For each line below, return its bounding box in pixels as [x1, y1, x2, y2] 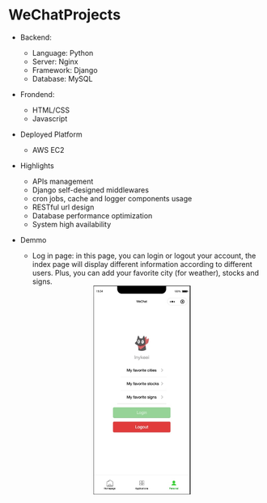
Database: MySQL [32, 74, 93, 83]
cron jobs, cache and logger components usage [32, 193, 193, 203]
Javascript [32, 113, 68, 123]
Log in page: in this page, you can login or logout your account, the [32, 251, 256, 260]
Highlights [19, 160, 54, 171]
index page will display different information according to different [32, 259, 252, 268]
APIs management [32, 176, 94, 186]
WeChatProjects [8, 6, 121, 24]
